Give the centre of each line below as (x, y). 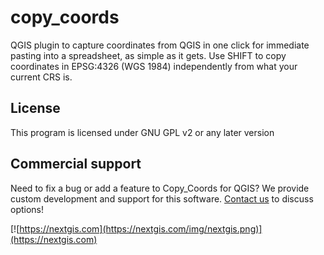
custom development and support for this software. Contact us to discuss (162, 198)
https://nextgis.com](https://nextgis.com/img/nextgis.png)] (141, 228)
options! (27, 209)
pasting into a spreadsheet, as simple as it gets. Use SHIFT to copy (148, 55)
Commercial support (76, 164)
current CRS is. (41, 77)
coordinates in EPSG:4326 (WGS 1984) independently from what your (154, 66)
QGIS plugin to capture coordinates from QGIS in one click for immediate (160, 45)
